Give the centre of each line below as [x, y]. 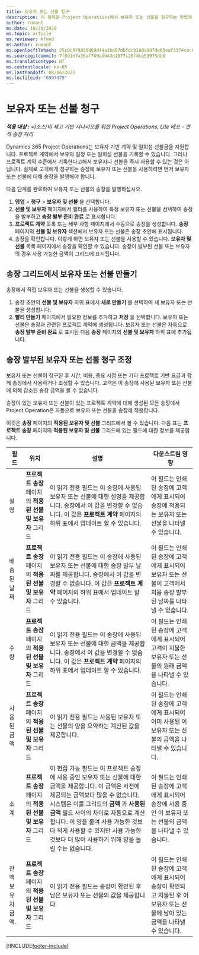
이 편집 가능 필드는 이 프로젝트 [89, 768]
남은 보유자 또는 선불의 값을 [86, 895]
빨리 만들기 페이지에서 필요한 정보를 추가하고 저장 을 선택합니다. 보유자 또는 [101, 317]
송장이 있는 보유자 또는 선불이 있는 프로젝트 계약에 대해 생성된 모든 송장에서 [93, 403]
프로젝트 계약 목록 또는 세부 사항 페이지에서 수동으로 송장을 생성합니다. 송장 [101, 224]
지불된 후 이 [173, 895]
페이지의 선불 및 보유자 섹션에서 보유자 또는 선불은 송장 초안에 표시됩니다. [99, 232]
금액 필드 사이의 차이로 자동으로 [91, 812]
